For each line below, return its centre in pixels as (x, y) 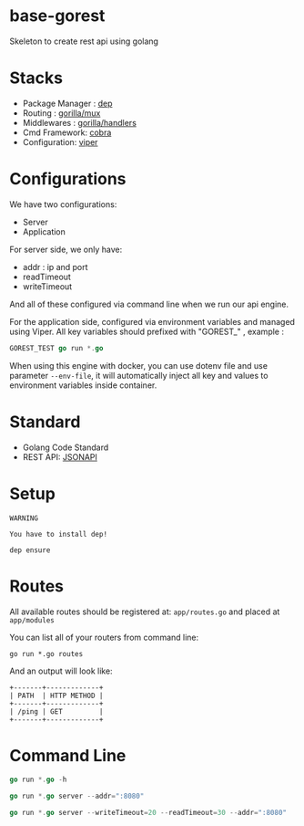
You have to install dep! (58, 534)
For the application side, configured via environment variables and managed (152, 321)
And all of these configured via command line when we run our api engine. (149, 304)
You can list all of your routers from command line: (104, 637)
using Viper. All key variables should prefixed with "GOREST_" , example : (147, 331)
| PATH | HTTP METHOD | (56, 695)
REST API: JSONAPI (60, 456)
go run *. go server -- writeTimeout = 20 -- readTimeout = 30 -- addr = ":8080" (148, 813)
